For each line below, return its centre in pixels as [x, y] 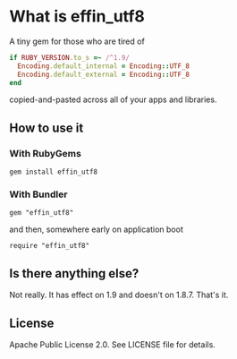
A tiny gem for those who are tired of [77, 41]
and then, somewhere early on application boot [96, 229]
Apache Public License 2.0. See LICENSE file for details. [113, 345]
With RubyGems [46, 153]
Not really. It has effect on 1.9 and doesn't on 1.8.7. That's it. [119, 295]
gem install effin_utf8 [54, 172]
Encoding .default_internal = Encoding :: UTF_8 [104, 66]
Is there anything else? [74, 274]
